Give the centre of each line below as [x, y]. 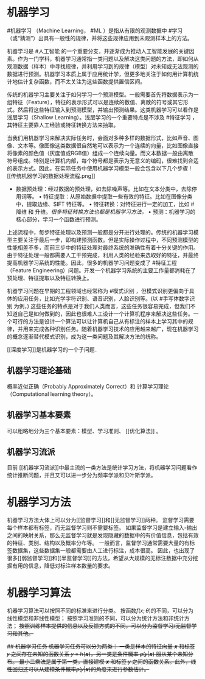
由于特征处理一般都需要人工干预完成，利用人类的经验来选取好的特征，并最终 [103, 255]
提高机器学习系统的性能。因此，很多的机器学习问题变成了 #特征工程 [92, 262]
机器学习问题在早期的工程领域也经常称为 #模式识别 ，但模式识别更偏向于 [98, 290]
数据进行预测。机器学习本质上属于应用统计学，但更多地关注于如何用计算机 [100, 74]
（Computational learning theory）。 [52, 394]
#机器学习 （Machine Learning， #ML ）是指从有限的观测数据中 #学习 [95, 30]
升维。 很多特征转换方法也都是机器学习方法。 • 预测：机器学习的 [115, 211]
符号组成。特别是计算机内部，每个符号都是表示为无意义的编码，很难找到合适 [103, 160]
